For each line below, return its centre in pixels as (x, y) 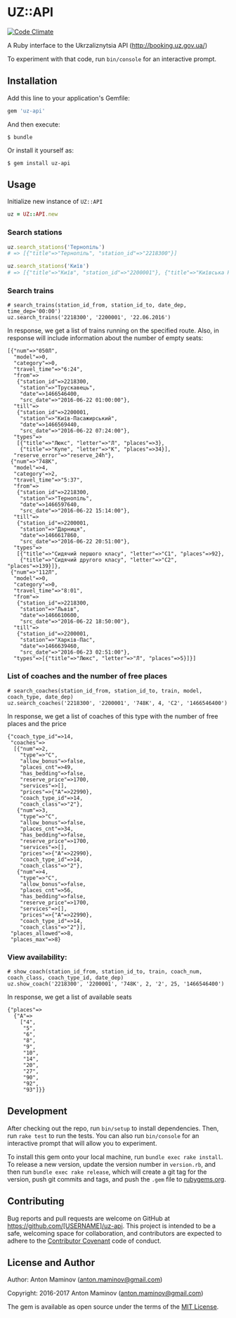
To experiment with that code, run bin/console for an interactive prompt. (112, 59)
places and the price (37, 723)
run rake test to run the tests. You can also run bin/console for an (103, 1135)
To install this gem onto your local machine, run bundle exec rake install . (115, 1156)
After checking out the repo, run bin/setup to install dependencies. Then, (113, 1128)
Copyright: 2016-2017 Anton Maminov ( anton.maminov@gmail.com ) (105, 1293)
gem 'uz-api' (26, 111)
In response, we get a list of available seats (70, 997)
